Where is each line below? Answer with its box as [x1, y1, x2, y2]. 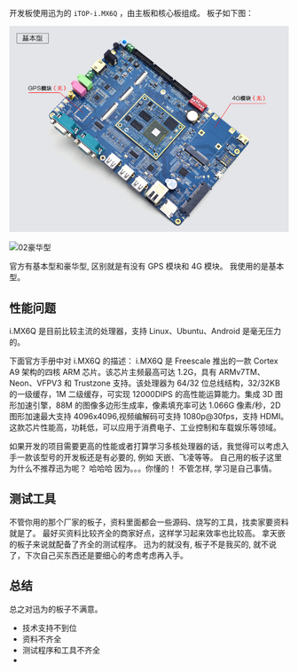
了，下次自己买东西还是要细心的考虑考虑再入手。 [9, 550, 188, 560]
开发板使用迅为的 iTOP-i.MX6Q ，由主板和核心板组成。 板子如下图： [9, 8, 255, 18]
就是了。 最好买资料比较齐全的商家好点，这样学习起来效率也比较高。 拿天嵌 [9, 527, 286, 538]
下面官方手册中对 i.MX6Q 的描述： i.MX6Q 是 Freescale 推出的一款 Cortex [9, 355, 278, 366]
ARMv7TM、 [218, 367, 265, 378]
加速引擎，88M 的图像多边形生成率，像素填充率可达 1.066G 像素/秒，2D [16, 400, 281, 410]
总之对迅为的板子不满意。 [9, 604, 103, 614]
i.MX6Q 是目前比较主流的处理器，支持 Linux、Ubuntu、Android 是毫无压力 [9, 326, 282, 337]
